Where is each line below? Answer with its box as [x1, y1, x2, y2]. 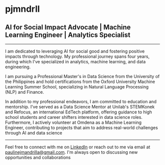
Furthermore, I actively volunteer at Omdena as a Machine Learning [5, 119, 142, 125]
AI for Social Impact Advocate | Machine [5, 23, 131, 31]
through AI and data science [5, 130, 62, 136]
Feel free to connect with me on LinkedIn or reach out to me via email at [5, 144, 151, 150]
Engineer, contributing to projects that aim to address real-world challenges [5, 125, 158, 131]
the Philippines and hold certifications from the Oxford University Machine [5, 79, 156, 84]
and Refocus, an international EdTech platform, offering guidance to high [5, 109, 152, 115]
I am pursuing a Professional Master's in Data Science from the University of [5, 74, 160, 79]
